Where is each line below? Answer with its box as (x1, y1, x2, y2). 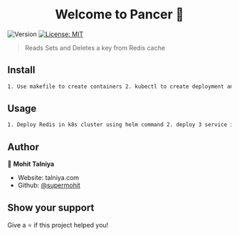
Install (7, 64, 36, 77)
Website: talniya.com (17, 174, 80, 182)
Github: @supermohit (17, 181, 80, 190)
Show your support (7, 201, 95, 213)
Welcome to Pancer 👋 (55, 6, 184, 23)
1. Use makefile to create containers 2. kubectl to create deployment (7, 83, 224, 90)
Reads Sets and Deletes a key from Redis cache (24, 43, 166, 52)
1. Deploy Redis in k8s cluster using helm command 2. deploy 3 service (7, 121, 228, 128)
